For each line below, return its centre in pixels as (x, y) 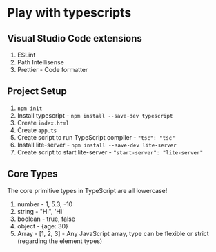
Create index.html (43, 123)
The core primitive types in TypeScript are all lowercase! (87, 190)
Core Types (32, 174)
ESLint (26, 55)
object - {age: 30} (43, 226)
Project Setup (37, 91)
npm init (30, 109)
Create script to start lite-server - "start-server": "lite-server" (110, 152)
